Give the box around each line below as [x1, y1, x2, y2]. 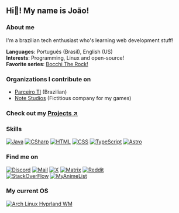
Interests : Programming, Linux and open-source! [6, 54, 125, 61]
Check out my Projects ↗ [6, 109, 78, 117]
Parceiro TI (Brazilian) [14, 88, 67, 95]
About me [6, 23, 35, 32]
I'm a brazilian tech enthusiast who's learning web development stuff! [6, 36, 174, 44]
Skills [6, 125, 22, 133]
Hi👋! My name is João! [6, 6, 89, 16]
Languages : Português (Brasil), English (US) [6, 48, 113, 55]
